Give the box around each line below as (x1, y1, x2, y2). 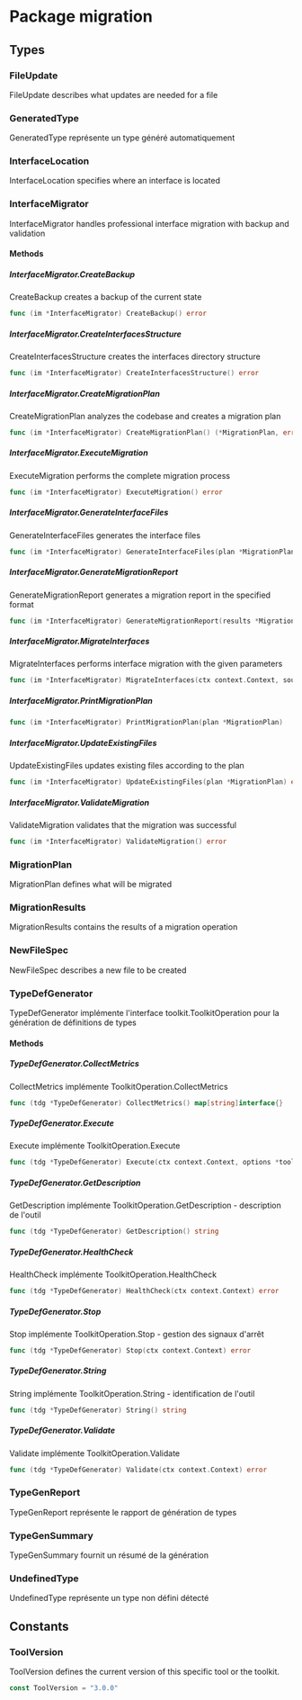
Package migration (9, 6, 153, 27)
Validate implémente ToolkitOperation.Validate (9, 1447, 181, 1459)
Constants (9, 1618, 69, 1634)
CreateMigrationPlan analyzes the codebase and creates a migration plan (9, 411, 281, 422)
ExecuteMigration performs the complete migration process (9, 470, 231, 481)
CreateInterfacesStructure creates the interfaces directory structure (9, 351, 261, 362)
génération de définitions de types (9, 1017, 138, 1028)
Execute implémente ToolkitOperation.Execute (9, 1140, 181, 1151)
